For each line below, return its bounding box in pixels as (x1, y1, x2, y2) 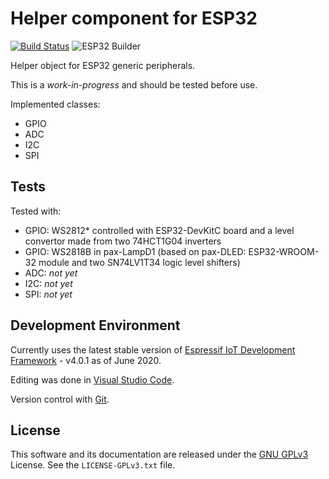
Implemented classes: (10, 98, 101, 110)
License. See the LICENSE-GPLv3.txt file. (10, 459, 176, 471)
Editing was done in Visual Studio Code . (10, 373, 175, 386)
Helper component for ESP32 (10, 7, 258, 30)
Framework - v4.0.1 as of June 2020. (10, 354, 162, 366)
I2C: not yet (24, 277, 73, 289)
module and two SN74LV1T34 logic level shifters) (38, 256, 241, 268)
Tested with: (10, 205, 62, 217)
